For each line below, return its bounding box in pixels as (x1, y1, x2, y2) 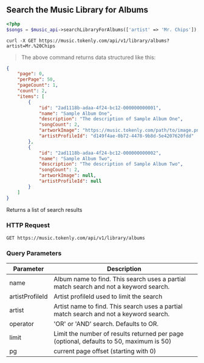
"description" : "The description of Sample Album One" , (38, 116, 183, 122)
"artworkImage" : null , (38, 172, 97, 178)
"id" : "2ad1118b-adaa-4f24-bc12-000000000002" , (38, 150, 162, 156)
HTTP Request (6, 221, 50, 229)
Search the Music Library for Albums (6, 5, 149, 15)
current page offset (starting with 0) (53, 347, 157, 356)
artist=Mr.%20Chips (6, 42, 56, 49)
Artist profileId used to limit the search (53, 293, 163, 301)
